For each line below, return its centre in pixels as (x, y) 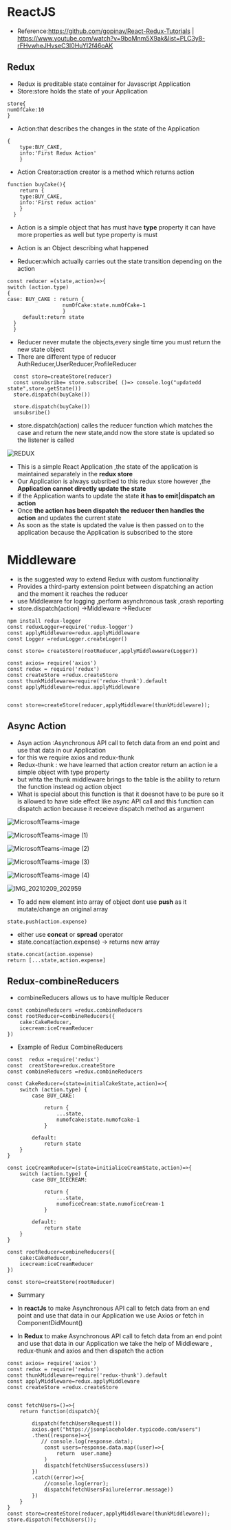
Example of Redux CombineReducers (70, 1047)
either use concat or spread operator (70, 934)
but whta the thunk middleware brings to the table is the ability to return (119, 779)
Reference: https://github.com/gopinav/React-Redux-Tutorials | (106, 31)
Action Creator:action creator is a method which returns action (106, 172)
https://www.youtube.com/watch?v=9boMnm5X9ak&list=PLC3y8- (111, 38)
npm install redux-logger (44, 621)
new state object (41, 349)
